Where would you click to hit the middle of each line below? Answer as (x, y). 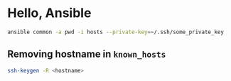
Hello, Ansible (49, 13)
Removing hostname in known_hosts (87, 54)
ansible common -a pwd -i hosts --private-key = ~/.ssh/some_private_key (116, 32)
